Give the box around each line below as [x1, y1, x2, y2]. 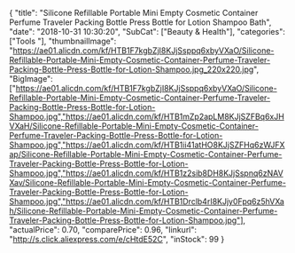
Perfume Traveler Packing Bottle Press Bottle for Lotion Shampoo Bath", [9, 17, 272, 28]
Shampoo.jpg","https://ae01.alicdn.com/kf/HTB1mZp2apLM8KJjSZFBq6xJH [9, 111, 285, 122]
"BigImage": [9, 74, 53, 83]
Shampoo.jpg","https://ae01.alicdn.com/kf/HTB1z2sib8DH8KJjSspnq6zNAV [9, 168, 283, 178]
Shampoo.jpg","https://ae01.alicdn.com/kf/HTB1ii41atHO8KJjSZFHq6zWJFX [9, 139, 285, 150]
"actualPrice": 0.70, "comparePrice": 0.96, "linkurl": [9, 225, 198, 234]
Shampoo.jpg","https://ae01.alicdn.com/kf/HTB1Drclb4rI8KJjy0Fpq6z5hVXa [9, 196, 285, 207]
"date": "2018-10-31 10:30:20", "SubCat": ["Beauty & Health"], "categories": [9, 27, 285, 36]
